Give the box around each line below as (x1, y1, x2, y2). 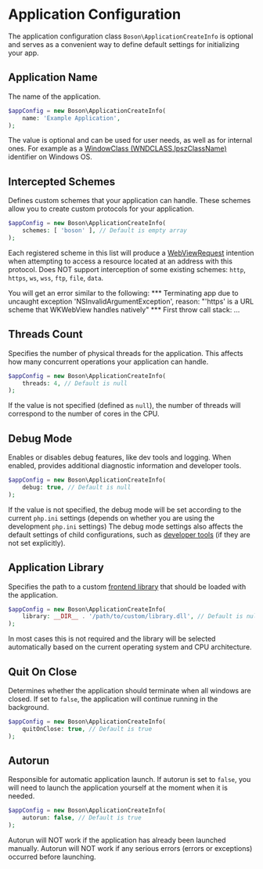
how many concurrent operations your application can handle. (8, 357, 209, 366)
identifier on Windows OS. (8, 152, 92, 162)
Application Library (8, 561, 104, 574)
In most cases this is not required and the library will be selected (8, 634, 216, 644)
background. (8, 702, 49, 711)
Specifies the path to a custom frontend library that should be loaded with (8, 582, 247, 591)
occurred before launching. (8, 853, 96, 861)
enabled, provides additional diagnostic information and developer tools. (8, 461, 242, 471)
